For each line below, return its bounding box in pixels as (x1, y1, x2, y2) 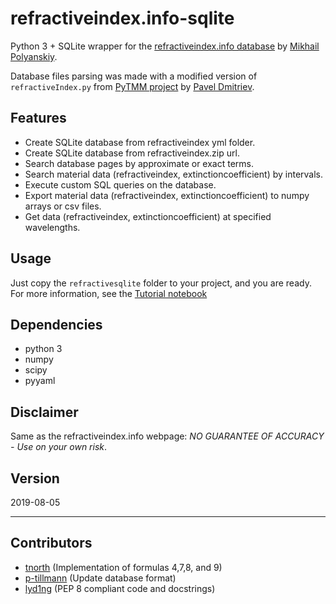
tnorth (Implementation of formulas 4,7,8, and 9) (24, 561, 223, 573)
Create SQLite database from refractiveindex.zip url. (24, 147, 240, 159)
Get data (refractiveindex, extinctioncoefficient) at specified (24, 210, 272, 222)
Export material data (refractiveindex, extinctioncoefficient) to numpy (24, 189, 310, 201)
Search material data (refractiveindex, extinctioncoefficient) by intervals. (24, 168, 324, 180)
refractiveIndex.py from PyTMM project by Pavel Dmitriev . (10, 80, 255, 92)
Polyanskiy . (10, 50, 58, 62)
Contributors (10, 535, 93, 552)
